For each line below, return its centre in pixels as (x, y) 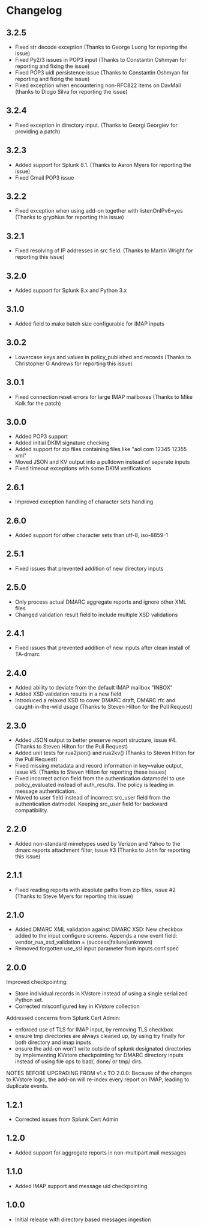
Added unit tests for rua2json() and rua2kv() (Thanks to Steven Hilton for (105, 753)
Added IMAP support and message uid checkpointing (81, 1186)
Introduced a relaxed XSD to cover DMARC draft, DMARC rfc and (95, 700)
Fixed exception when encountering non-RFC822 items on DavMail (98, 85)
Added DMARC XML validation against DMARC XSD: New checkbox (99, 929)
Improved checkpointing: (37, 982)
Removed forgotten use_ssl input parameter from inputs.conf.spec (97, 948)
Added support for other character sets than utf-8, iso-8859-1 (91, 535)
